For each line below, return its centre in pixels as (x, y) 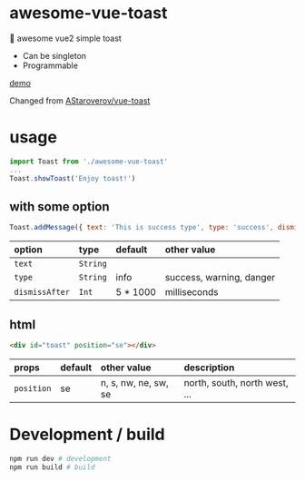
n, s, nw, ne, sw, (135, 382)
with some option (60, 206)
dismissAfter (42, 292)
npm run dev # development (60, 458)
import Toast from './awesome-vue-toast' (89, 162)
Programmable (50, 65)
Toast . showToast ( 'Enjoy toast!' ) (73, 178)
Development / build (87, 435)
